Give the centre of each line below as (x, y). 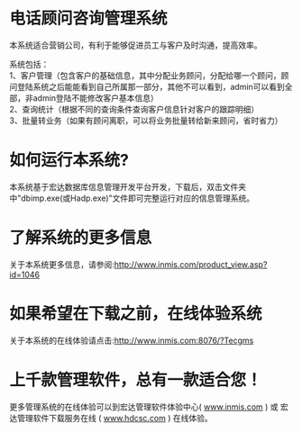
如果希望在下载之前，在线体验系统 (136, 314)
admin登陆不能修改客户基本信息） (96, 98)
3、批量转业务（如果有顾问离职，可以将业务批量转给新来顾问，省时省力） (146, 120)
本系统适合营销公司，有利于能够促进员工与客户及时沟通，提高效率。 (136, 45)
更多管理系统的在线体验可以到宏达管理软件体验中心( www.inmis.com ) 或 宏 (149, 407)
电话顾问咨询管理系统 (89, 18)
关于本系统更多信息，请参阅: (62, 264)
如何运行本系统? (69, 161)
